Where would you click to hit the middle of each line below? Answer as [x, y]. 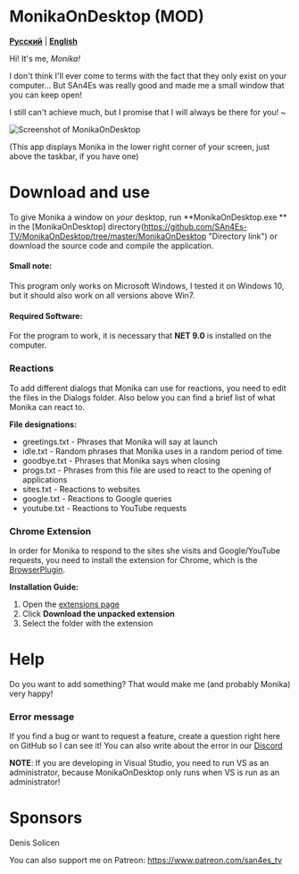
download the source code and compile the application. [112, 245]
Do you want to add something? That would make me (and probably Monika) [150, 684]
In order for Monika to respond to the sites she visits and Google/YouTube [145, 550]
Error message [42, 717]
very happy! [31, 693]
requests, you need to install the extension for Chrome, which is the [133, 559]
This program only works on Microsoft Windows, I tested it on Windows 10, [147, 286]
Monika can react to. [47, 407]
